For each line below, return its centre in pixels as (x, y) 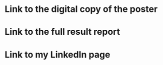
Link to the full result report (62, 32)
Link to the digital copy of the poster (81, 9)
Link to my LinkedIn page (57, 54)
